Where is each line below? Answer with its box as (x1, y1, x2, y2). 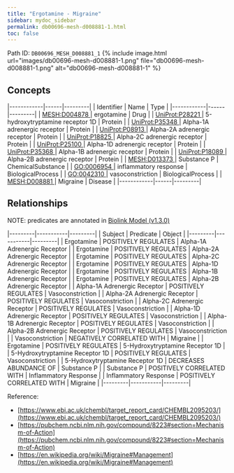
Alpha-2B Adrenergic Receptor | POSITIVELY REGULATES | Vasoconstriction (7, 327, 227, 335)
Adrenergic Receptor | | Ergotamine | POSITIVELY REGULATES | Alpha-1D (7, 259, 219, 268)
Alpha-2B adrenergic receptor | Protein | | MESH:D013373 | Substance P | (7, 155, 219, 163)
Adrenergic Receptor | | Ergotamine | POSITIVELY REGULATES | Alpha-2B (7, 274, 219, 282)
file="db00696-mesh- (140, 57, 205, 65)
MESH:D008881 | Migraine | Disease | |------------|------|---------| (7, 177, 202, 186)
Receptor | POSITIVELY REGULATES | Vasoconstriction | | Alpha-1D (7, 304, 200, 313)
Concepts (7, 84, 51, 96)
